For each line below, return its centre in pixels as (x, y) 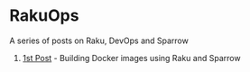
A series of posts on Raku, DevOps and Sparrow (99, 40)
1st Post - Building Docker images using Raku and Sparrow (131, 58)
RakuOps (44, 16)
